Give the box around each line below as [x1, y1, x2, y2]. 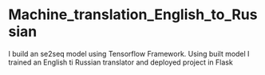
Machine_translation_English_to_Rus [8, 6, 258, 24]
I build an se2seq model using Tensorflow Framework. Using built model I [8, 49, 250, 58]
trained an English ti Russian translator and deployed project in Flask [8, 57, 233, 67]
